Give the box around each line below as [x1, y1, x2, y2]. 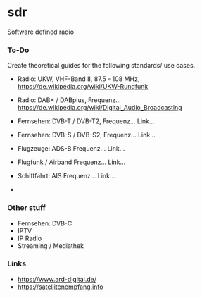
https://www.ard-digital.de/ [17, 275, 97, 283]
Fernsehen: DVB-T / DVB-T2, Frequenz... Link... [17, 117, 155, 125]
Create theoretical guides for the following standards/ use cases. [7, 61, 196, 70]
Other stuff [7, 203, 46, 213]
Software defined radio [7, 27, 75, 36]
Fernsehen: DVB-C [17, 219, 72, 228]
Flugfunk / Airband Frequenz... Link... [17, 158, 126, 166]
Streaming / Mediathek [17, 241, 84, 250]
